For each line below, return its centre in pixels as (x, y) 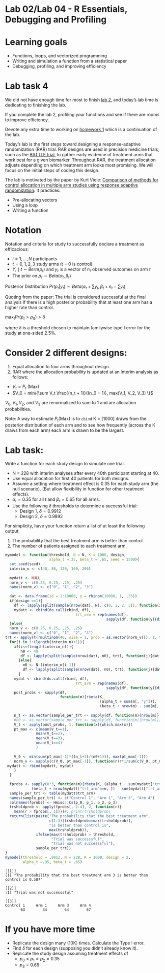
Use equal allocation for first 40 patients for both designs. (71, 479)
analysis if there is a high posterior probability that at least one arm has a (79, 302)
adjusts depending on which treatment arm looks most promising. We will (79, 165)
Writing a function (30, 210)
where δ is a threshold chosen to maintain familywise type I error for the (78, 328)
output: (12, 531)
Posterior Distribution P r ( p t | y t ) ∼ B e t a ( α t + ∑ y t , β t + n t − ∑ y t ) (65, 287)
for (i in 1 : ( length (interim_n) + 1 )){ (47, 642)
